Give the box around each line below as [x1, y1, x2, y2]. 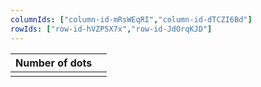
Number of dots [15, 56, 93, 70]
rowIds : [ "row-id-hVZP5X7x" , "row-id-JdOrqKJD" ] [10, 24, 213, 34]
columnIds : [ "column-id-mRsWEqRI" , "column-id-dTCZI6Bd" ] [10, 14, 253, 25]
